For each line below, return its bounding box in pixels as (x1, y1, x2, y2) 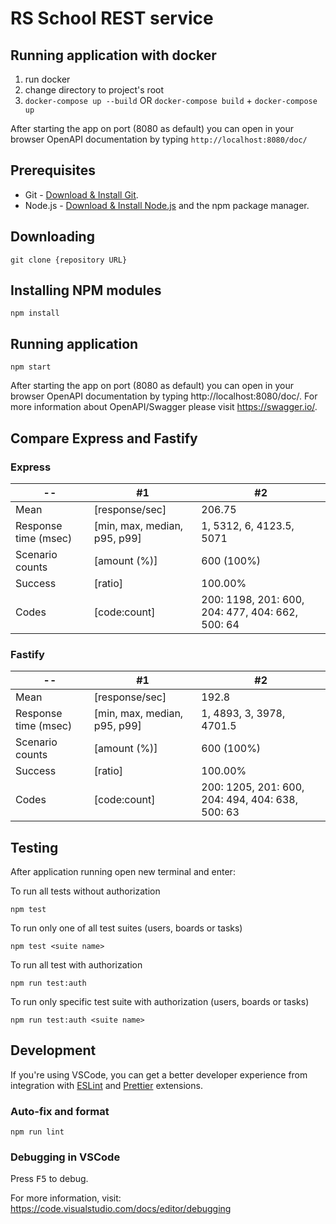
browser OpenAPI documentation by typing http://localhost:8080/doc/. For (10, 390, 318, 402)
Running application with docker (10, 47, 217, 64)
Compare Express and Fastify (10, 430, 198, 447)
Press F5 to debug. (10, 1173, 89, 1185)
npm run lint (10, 1127, 65, 1137)
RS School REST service (10, 7, 214, 30)
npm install (10, 308, 60, 319)
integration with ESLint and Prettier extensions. (10, 1079, 203, 1091)
